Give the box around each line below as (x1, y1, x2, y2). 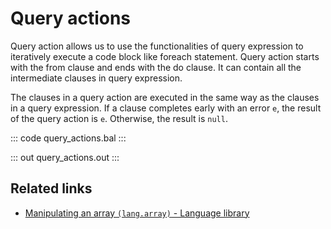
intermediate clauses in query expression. (10, 72, 183, 84)
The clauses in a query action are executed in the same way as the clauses (10, 91, 320, 103)
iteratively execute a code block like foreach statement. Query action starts (10, 50, 320, 62)
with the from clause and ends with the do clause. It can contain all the (10, 61, 302, 73)
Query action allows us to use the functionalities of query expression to (10, 40, 304, 52)
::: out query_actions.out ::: (10, 151, 120, 163)
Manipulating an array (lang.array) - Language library (24, 207, 250, 219)
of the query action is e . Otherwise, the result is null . (10, 112, 228, 124)
